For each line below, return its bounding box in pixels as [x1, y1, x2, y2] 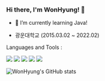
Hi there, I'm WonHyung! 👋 [6, 5, 85, 14]
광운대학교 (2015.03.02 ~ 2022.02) [14, 31, 100, 39]
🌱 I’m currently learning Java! [14, 19, 88, 27]
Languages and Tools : [6, 44, 62, 51]
